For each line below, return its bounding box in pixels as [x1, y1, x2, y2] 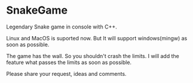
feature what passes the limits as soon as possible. [6, 59, 132, 66]
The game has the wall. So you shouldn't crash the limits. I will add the [6, 52, 179, 59]
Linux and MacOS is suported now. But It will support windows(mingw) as [6, 34, 188, 41]
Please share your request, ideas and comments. [6, 70, 127, 77]
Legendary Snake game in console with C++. [6, 23, 118, 30]
